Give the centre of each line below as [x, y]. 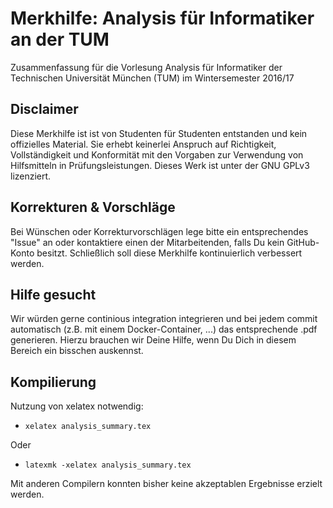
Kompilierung [53, 382]
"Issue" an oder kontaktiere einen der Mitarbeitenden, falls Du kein [147, 242]
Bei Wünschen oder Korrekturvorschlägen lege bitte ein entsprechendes [159, 231]
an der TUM [60, 39]
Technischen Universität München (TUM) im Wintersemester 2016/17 [152, 78]
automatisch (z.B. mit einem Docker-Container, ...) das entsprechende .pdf [164, 329]
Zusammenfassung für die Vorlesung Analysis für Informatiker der [146, 67]
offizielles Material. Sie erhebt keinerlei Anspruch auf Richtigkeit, [143, 144]
